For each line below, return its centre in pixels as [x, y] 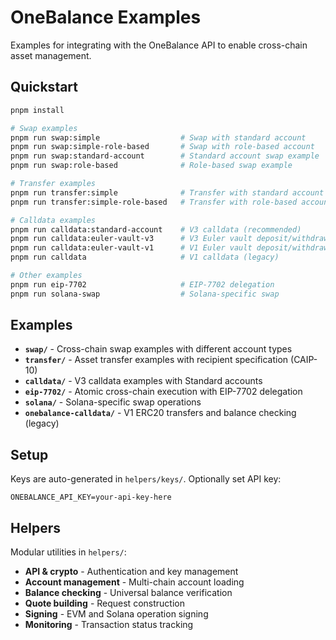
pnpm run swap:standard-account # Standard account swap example [165, 156]
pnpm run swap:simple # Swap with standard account [158, 137]
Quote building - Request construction [104, 603]
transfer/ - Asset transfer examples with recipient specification [156, 360]
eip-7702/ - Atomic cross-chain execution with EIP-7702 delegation [163, 392]
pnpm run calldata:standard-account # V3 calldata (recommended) [156, 229]
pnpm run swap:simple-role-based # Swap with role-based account [162, 147]
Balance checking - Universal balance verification [128, 593]
